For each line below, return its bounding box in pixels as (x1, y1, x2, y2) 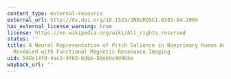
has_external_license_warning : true (7, 23, 112, 30)
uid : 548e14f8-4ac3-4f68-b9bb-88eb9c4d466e (7, 55, 134, 62)
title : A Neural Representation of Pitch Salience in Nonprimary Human (7, 42, 217, 49)
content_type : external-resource (7, 10, 103, 17)
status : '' (7, 36, 38, 43)
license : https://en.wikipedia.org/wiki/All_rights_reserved (7, 29, 186, 36)
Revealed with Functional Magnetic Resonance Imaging (13, 49, 170, 56)
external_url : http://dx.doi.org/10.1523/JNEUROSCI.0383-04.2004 (7, 16, 198, 23)
